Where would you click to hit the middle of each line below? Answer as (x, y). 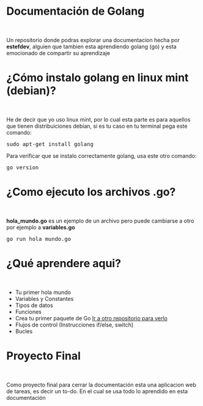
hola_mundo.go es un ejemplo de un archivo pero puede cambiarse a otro (100, 221)
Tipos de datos (34, 305)
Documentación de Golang (76, 11)
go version (23, 167)
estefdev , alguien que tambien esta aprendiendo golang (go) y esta (91, 46)
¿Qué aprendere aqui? (64, 264)
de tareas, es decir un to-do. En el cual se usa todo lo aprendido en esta (97, 391)
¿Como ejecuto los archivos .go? (91, 192)
